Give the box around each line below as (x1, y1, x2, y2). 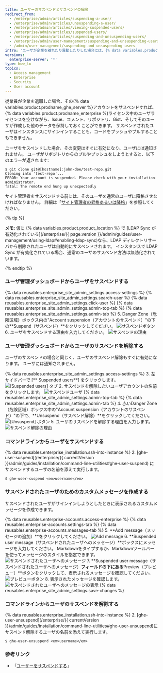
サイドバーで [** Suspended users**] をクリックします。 (5, 377, 119, 383)
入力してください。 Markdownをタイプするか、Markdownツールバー (17, 545, 155, 551)
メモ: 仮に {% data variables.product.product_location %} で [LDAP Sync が (5, 225, 156, 231)
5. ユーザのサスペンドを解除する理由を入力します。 (50, 419, 153, 425)
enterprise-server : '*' (9, 57, 57, 62)
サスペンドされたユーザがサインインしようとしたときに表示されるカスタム (5, 500, 154, 506)
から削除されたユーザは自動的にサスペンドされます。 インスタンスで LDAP (9, 243, 158, 249)
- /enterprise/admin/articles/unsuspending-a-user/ (9, 20, 116, 26)
